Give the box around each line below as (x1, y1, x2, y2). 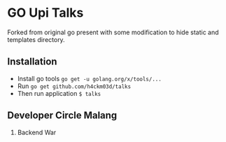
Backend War (17, 128, 57, 136)
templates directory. (7, 35, 65, 43)
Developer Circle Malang (7, 110, 118, 122)
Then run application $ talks (17, 89, 101, 97)
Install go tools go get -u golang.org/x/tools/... (17, 74, 162, 83)
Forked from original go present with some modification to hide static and (7, 28, 219, 36)
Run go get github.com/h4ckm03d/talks (17, 82, 132, 90)
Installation (7, 56, 57, 68)
